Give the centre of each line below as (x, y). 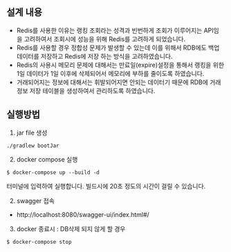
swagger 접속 (35, 201)
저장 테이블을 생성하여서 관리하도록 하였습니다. (92, 90)
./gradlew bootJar (33, 146)
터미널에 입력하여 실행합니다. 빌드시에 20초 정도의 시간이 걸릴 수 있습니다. (106, 186)
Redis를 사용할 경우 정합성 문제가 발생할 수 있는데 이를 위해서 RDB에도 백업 (118, 48)
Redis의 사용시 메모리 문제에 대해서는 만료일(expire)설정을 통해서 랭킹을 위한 (120, 65)
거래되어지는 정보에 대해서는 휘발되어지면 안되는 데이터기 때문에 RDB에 (112, 82)
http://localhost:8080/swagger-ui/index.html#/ (83, 214)
